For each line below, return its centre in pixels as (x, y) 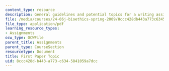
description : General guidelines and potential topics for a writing (80, 14)
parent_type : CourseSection (35, 47)
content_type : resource (30, 10)
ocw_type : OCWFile (24, 38)
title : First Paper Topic (32, 56)
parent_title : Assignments (33, 42)
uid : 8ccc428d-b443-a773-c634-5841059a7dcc (52, 61)
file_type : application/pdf (35, 24)
